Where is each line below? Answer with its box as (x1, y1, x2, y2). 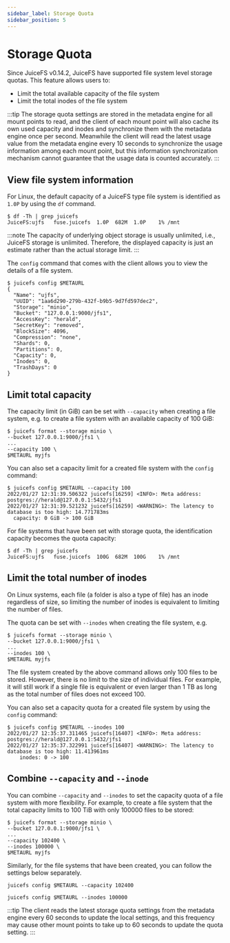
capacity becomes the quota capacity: (7, 535, 116, 543)
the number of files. (7, 605, 63, 613)
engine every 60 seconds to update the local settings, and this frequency (7, 913, 215, 922)
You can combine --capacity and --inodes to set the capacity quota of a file (7, 791, 224, 799)
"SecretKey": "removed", (13, 322, 85, 329)
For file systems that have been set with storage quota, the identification (7, 527, 213, 535)
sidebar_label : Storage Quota (7, 10, 94, 17)
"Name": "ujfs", (13, 292, 60, 299)
